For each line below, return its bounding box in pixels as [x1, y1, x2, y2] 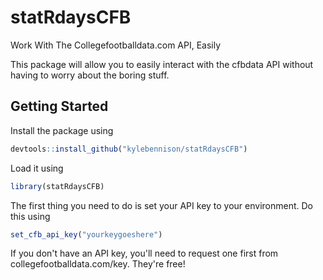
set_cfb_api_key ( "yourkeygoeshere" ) [10, 229, 163, 240]
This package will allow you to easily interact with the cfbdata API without [10, 58, 314, 70]
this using [10, 210, 51, 222]
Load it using [10, 162, 64, 174]
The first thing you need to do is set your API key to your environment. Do [10, 199, 314, 211]
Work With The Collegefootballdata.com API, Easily [10, 39, 222, 51]
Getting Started [10, 98, 109, 115]
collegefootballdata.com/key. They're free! [10, 258, 186, 270]
